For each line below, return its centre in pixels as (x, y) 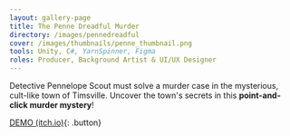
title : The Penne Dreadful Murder (75, 26)
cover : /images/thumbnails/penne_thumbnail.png (101, 43)
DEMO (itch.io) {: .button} (56, 122)
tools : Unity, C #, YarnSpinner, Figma (82, 52)
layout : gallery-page (50, 18)
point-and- (260, 95)
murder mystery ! (62, 105)
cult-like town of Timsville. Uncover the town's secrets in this (123, 95)
